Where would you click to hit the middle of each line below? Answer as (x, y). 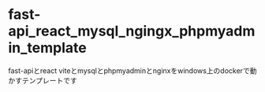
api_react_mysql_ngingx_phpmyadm (132, 31)
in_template (47, 48)
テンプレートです (49, 80)
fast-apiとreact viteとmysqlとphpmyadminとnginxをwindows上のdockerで (129, 70)
